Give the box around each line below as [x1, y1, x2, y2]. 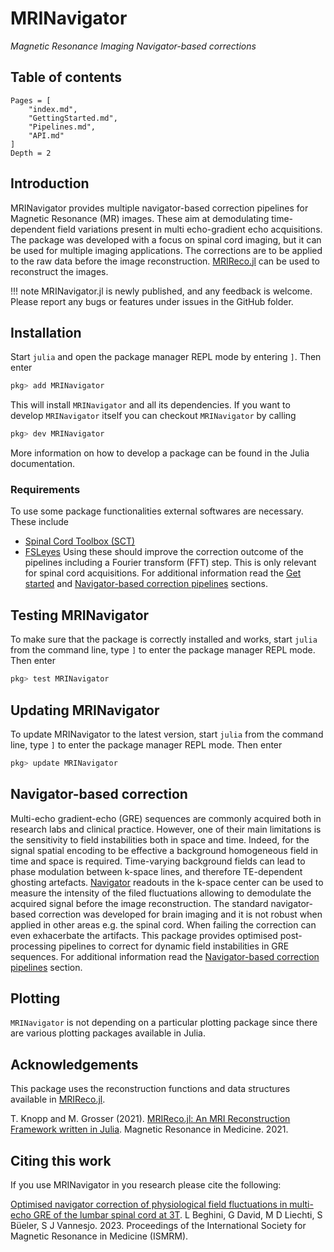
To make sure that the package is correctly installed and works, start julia [10, 633, 318, 646]
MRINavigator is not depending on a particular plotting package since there [10, 1017, 318, 1029]
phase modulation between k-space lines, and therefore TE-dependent [10, 865, 303, 877]
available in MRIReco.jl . [10, 1093, 106, 1106]
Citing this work [10, 1152, 112, 1169]
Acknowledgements [10, 1056, 139, 1073]
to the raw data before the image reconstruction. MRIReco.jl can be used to [10, 255, 320, 267]
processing [10, 940, 57, 952]
